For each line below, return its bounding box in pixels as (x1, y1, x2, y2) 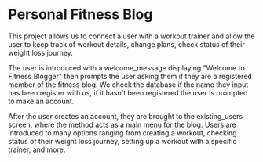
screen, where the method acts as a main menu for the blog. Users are (8, 120, 237, 129)
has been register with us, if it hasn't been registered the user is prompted (8, 88, 248, 97)
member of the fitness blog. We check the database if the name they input (8, 80, 249, 89)
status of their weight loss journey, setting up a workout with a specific (8, 136, 237, 146)
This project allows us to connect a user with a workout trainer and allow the (8, 31, 255, 41)
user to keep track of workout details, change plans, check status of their (8, 39, 245, 49)
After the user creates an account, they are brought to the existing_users (8, 111, 243, 121)
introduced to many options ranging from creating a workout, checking (8, 128, 237, 138)
